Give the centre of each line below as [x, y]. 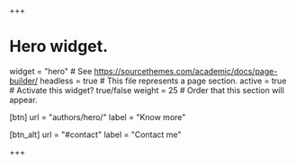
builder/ [24, 81]
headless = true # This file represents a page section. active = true [163, 81]
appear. [23, 99]
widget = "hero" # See [51, 71]
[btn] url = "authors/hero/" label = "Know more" [98, 117]
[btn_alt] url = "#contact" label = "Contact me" [95, 134]
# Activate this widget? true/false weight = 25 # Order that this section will [147, 90]
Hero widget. [59, 47]
